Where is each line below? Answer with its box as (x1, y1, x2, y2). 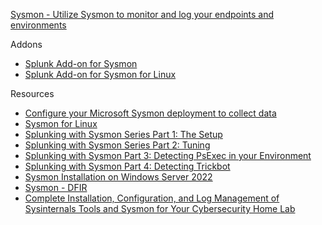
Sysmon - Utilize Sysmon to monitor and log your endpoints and (10, 9, 275, 20)
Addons (10, 39, 43, 50)
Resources (10, 88, 55, 99)
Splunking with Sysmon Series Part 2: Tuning (24, 139, 211, 151)
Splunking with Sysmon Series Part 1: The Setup (24, 129, 223, 140)
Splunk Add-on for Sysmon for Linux (24, 69, 177, 80)
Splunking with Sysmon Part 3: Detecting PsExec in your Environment (24, 150, 312, 161)
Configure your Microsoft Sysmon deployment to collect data (24, 107, 277, 119)
